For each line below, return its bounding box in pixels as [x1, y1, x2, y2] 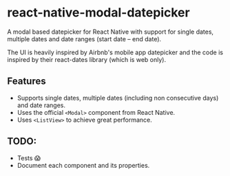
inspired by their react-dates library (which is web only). [7, 55, 167, 63]
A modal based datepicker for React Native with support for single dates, [7, 27, 214, 36]
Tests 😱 [17, 153, 41, 162]
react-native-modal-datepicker [7, 5, 191, 21]
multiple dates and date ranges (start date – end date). [7, 34, 162, 43]
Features [7, 76, 46, 87]
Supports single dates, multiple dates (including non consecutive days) [17, 93, 219, 102]
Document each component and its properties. [17, 161, 150, 169]
